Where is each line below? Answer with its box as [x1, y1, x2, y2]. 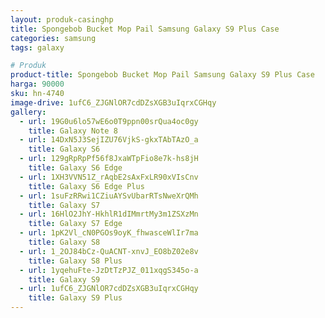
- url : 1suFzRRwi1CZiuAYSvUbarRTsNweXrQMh [19, 191, 199, 201]
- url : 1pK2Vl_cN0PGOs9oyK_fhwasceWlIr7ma [19, 228, 199, 238]
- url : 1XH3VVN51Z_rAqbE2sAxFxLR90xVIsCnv [19, 172, 199, 182]
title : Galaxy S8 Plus [28, 256, 123, 266]
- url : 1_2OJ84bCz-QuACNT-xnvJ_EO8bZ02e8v [19, 246, 199, 256]
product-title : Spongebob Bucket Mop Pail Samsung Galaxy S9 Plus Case [10, 70, 315, 80]
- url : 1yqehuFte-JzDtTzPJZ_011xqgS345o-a [19, 265, 199, 275]
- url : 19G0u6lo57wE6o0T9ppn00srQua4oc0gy [19, 116, 199, 126]
